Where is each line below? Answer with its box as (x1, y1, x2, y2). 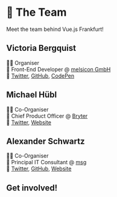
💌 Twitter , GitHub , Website (6, 165, 72, 172)
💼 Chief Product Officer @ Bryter (6, 112, 88, 119)
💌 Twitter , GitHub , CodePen (6, 72, 75, 79)
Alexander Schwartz (6, 136, 85, 146)
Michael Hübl (6, 90, 57, 100)
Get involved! (6, 182, 58, 193)
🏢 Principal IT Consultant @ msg (6, 159, 87, 166)
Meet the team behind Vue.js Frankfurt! (6, 25, 104, 33)
